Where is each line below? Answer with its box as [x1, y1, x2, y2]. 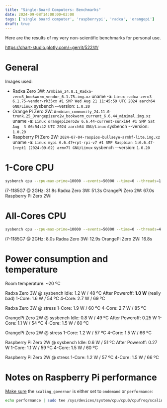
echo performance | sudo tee [5, 398, 66, 403]
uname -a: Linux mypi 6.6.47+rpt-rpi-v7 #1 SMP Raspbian [12, 139, 133, 145]
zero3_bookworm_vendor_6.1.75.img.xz [12, 94, 91, 100]
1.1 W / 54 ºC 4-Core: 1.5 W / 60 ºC [17, 320, 89, 326]
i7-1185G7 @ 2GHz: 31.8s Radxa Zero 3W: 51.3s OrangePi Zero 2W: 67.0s [5, 188, 155, 194]
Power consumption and [5, 253, 108, 264]
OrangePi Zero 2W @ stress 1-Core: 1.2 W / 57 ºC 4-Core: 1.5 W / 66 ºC [5, 330, 152, 336]
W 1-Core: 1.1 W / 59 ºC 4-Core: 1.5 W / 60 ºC [5, 345, 98, 351]
